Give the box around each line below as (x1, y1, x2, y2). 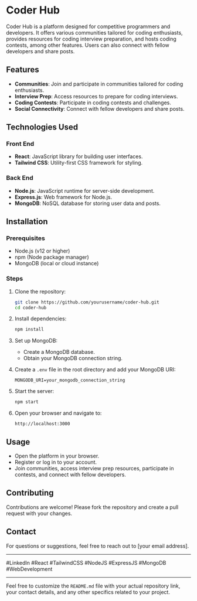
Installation (6, 217, 48, 227)
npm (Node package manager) (14, 254, 89, 261)
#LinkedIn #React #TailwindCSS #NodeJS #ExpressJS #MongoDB (6, 559, 167, 566)
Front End (6, 140, 35, 148)
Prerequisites (6, 234, 45, 243)
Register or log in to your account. (14, 459, 97, 466)
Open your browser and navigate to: (14, 409, 102, 416)
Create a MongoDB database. (23, 349, 95, 356)
